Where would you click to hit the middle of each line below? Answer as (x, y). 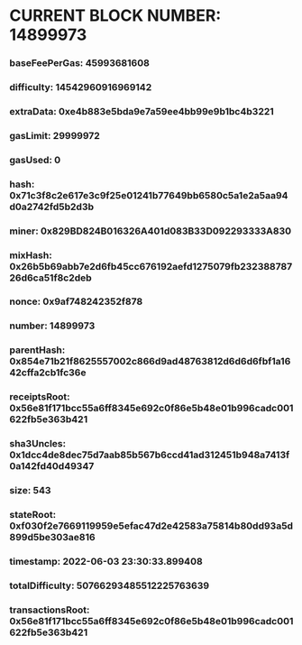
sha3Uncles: (37, 444)
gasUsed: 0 (35, 160)
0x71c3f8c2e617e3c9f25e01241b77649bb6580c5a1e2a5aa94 (149, 195)
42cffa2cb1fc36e (48, 373)
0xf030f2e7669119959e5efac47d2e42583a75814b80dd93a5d (151, 526)
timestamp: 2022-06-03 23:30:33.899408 (106, 561)
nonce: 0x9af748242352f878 (76, 301)
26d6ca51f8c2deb (50, 278)
